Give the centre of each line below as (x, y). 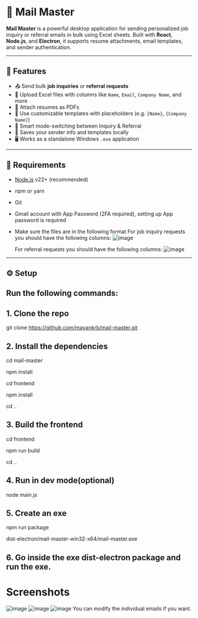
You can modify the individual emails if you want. (132, 609)
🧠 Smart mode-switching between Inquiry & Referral (78, 126)
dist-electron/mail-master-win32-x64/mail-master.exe (72, 539)
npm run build (23, 450)
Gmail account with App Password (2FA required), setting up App (94, 214)
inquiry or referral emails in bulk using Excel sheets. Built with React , (89, 34)
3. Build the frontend (44, 425)
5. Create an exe (36, 513)
